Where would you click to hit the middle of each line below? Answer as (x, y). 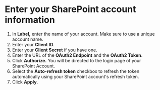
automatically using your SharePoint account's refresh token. (75, 76)
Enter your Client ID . (33, 44)
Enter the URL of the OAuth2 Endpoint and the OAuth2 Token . (77, 55)
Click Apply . (25, 82)
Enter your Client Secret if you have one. (55, 50)
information (30, 20)
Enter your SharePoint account (71, 9)
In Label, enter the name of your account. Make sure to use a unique (83, 34)
